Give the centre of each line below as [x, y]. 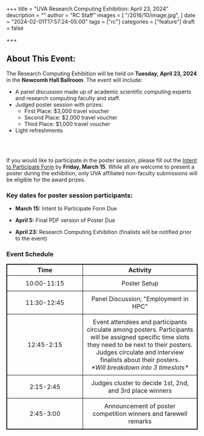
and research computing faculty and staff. [67, 98]
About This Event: [41, 59]
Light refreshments [39, 130]
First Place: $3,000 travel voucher [66, 111]
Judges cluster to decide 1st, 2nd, [140, 383]
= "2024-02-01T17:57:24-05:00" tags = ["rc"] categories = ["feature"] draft [101, 22]
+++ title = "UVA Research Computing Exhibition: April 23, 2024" [87, 9]
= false [15, 28]
